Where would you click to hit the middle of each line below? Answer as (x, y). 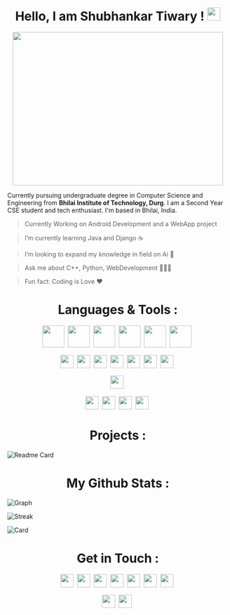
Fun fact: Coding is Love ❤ (63, 281)
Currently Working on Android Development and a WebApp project (121, 224)
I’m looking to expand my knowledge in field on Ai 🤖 (99, 254)
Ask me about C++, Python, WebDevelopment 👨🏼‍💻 (98, 268)
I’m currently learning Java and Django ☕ (84, 238)
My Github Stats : (118, 483)
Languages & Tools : (118, 310)
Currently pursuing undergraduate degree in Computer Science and (105, 195)
